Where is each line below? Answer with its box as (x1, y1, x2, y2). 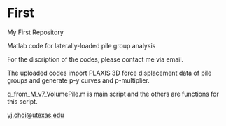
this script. (7, 97, 38, 106)
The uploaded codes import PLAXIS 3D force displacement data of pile (7, 69, 212, 77)
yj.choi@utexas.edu (7, 111, 64, 119)
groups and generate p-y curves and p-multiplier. (7, 76, 150, 85)
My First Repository (7, 28, 64, 36)
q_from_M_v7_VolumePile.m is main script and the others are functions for (7, 90, 219, 98)
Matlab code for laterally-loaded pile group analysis (7, 41, 156, 50)
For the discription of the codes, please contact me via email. (7, 55, 184, 64)
